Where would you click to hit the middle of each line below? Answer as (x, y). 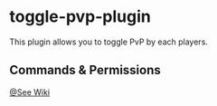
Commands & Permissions (85, 70)
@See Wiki (30, 92)
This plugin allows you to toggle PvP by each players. (108, 42)
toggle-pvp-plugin (80, 17)
